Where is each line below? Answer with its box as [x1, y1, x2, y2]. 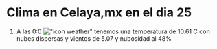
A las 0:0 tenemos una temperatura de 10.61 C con [16, 27, 210, 35]
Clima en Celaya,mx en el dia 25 [6, 5, 192, 20]
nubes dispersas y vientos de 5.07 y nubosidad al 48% [16, 34, 172, 42]
